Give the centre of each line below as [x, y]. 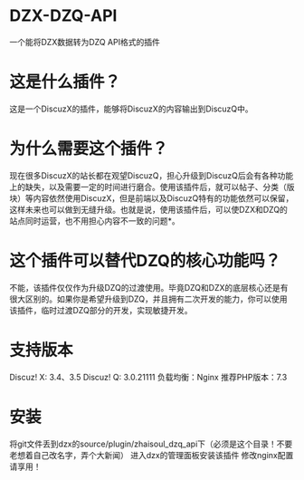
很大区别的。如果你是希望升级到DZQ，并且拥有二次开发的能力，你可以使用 [148, 299]
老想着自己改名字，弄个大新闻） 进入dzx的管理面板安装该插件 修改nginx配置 [152, 455]
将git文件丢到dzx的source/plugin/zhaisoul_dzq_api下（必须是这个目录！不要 [151, 444]
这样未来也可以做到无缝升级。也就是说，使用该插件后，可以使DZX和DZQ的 [148, 209]
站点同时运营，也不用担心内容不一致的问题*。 [95, 221]
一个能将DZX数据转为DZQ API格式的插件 [85, 42]
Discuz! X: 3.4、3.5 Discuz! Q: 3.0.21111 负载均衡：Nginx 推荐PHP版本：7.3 [148, 377]
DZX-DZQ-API [63, 16]
